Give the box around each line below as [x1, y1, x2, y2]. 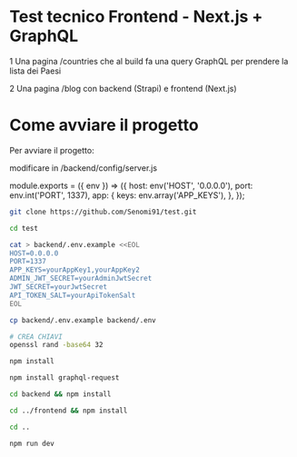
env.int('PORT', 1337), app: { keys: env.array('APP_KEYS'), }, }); [9, 189, 245, 201]
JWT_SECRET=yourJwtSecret [9, 283, 107, 292]
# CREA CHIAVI [9, 332, 64, 342]
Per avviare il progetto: [9, 144, 94, 155]
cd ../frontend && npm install [9, 406, 128, 415]
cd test [9, 224, 39, 233]
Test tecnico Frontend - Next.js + [9, 6, 263, 27]
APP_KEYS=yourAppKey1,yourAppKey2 [9, 265, 141, 274]
